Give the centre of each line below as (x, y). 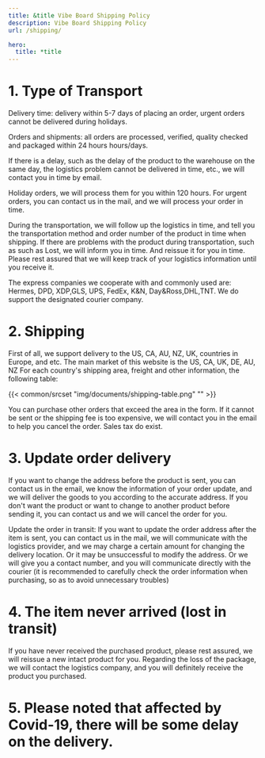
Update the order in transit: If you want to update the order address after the (132, 529)
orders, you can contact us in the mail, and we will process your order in (126, 201)
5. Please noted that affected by (115, 708)
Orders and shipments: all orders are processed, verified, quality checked (128, 137)
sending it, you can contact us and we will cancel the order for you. (118, 514)
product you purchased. (47, 676)
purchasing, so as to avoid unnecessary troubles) (89, 580)
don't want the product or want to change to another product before (119, 505)
